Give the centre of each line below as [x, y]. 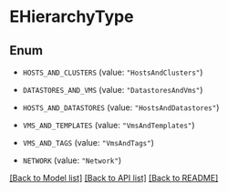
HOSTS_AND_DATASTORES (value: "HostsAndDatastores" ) [121, 107]
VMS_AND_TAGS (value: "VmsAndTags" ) [88, 142]
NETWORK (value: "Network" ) [72, 160]
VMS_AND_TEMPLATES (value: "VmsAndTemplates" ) [109, 125]
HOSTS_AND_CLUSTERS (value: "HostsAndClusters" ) [113, 72]
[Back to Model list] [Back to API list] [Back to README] [114, 178]
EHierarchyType [72, 17]
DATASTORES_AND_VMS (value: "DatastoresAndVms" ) [113, 90]
